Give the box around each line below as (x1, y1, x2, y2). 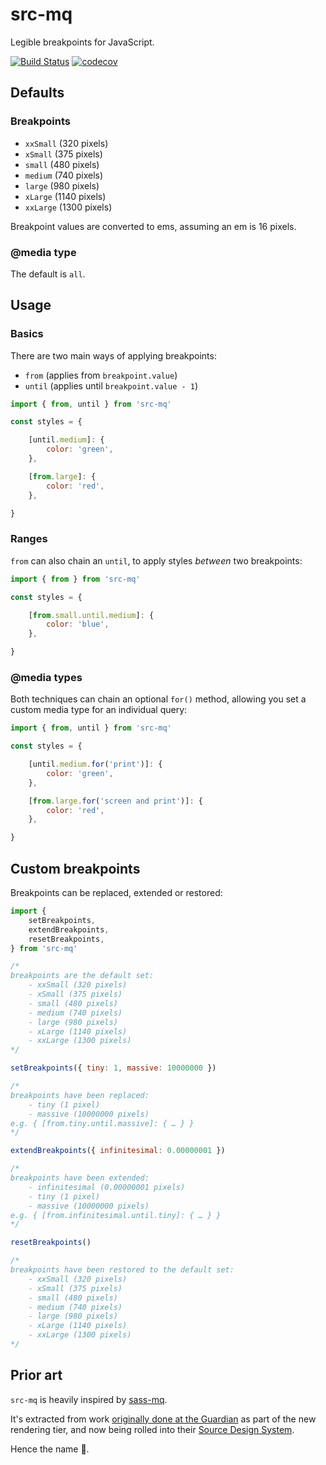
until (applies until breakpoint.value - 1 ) (24, 379, 199, 392)
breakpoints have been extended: (10, 1173, 150, 1183)
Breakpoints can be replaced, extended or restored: (10, 887, 223, 899)
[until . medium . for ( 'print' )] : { (28, 759, 163, 770)
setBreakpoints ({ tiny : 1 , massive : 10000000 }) (10, 1063, 217, 1073)
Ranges (10, 532, 48, 546)
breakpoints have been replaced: (10, 1090, 150, 1100)
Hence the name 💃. (10, 1443, 90, 1455)
